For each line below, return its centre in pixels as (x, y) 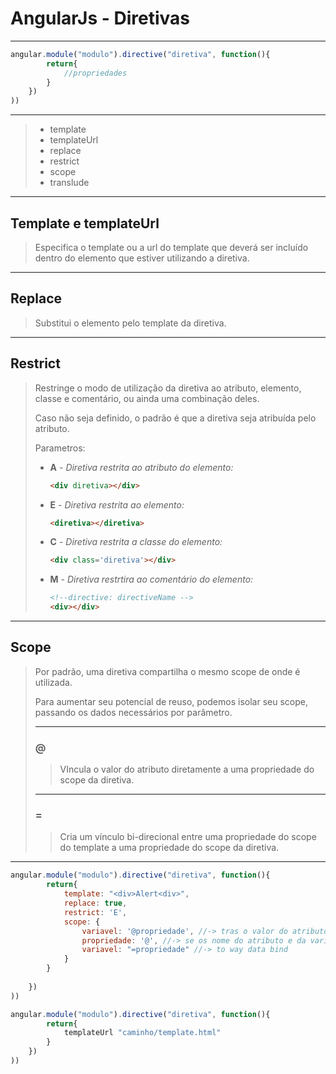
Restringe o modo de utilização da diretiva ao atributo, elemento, (168, 388)
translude (69, 183)
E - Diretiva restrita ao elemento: (117, 504)
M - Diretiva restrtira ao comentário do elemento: (151, 579)
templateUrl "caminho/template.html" (142, 1033)
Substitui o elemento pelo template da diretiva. (130, 323)
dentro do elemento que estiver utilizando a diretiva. (142, 258)
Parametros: (60, 448)
